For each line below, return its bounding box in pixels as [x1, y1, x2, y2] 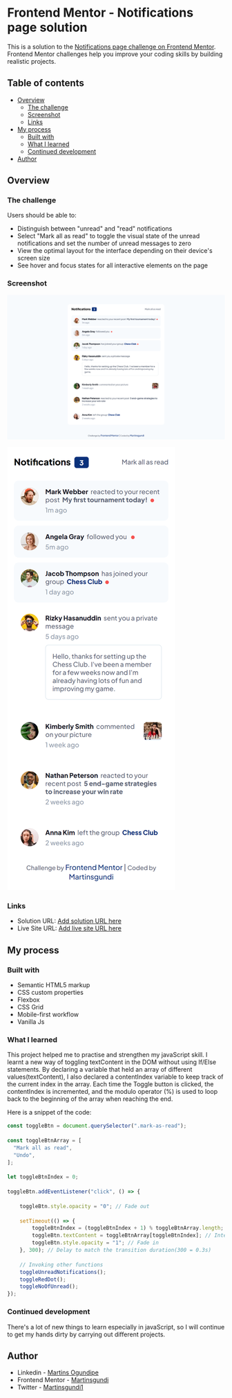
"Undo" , [13, 1151, 36, 1158]
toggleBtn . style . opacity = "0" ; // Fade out [19, 1203, 150, 1210]
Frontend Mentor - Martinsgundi [17, 1376, 109, 1384]
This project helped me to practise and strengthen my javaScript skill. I [7, 1051, 208, 1059]
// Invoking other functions [19, 1261, 104, 1268]
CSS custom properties [17, 988, 84, 996]
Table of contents [7, 78, 84, 89]
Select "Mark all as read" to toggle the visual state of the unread [17, 232, 200, 240]
